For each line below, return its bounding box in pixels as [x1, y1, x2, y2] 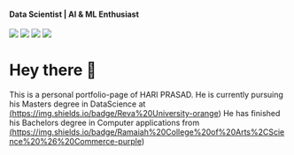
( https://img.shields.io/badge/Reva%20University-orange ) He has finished [9, 108, 281, 119]
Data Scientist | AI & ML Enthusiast [9, 9, 140, 19]
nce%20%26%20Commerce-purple [9, 137, 142, 147]
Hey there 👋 [9, 60, 97, 80]
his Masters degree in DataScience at [9, 99, 146, 109]
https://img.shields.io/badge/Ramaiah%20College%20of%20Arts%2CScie [12, 127, 285, 137]
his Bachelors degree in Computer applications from [9, 117, 200, 129]
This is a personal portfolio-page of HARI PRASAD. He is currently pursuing [9, 90, 283, 100]
